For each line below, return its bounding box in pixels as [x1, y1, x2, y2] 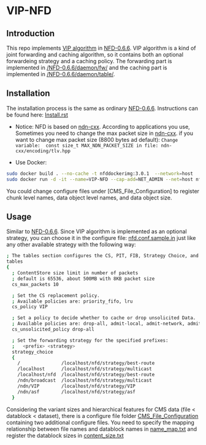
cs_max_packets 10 [12, 281, 59, 287]
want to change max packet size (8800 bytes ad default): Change [15, 136, 178, 143]
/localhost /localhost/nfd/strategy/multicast [17, 366, 152, 372]
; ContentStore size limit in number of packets [12, 270, 139, 276]
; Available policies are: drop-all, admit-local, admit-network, [12, 320, 185, 327]
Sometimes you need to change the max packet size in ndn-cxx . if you [15, 130, 194, 137]
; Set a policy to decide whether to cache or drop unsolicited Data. [12, 315, 196, 321]
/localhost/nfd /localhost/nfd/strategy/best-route [17, 372, 155, 378]
